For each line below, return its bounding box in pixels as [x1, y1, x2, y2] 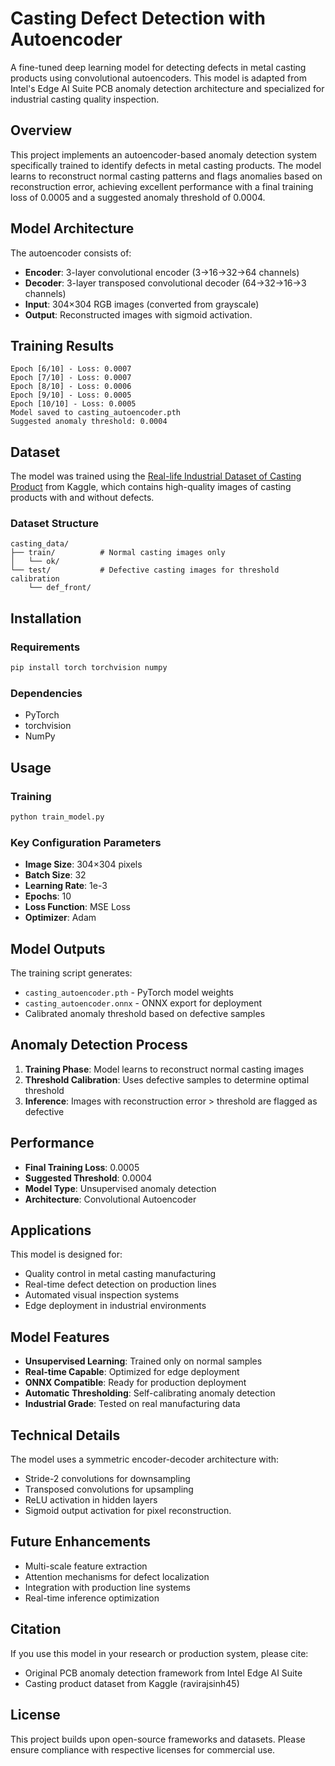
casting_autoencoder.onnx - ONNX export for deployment [24, 997, 263, 1009]
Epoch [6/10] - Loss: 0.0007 [10, 364, 132, 374]
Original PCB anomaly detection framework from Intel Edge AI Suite [24, 1667, 303, 1679]
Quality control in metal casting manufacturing [24, 1268, 217, 1280]
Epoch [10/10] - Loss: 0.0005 [10, 399, 137, 409]
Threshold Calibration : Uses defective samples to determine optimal [24, 1073, 310, 1086]
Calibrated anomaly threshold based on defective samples [24, 1008, 266, 1020]
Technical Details [10, 1427, 121, 1444]
